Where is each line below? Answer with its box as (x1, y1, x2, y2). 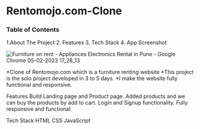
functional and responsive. (6, 81, 72, 88)
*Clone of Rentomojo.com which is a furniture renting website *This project (6, 69, 194, 76)
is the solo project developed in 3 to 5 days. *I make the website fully (6, 75, 178, 82)
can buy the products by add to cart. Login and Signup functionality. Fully (6, 99, 188, 106)
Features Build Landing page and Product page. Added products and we (6, 93, 185, 100)
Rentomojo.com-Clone (6, 4, 123, 18)
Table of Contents (6, 26, 60, 34)
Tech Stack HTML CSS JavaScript (6, 117, 91, 124)
